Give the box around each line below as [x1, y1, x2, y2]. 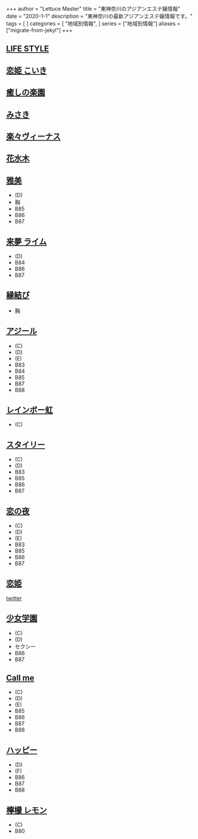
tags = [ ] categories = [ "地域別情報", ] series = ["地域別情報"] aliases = [6, 20, 181, 27]
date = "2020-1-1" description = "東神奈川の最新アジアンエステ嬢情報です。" [6, 12, 193, 20]
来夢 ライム [6, 237, 47, 247]
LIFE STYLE [6, 44, 49, 54]
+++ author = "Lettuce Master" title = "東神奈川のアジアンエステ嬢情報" [6, 5, 181, 12]
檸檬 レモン [6, 805, 47, 815]
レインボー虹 [6, 405, 53, 415]
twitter [6, 595, 22, 602]
